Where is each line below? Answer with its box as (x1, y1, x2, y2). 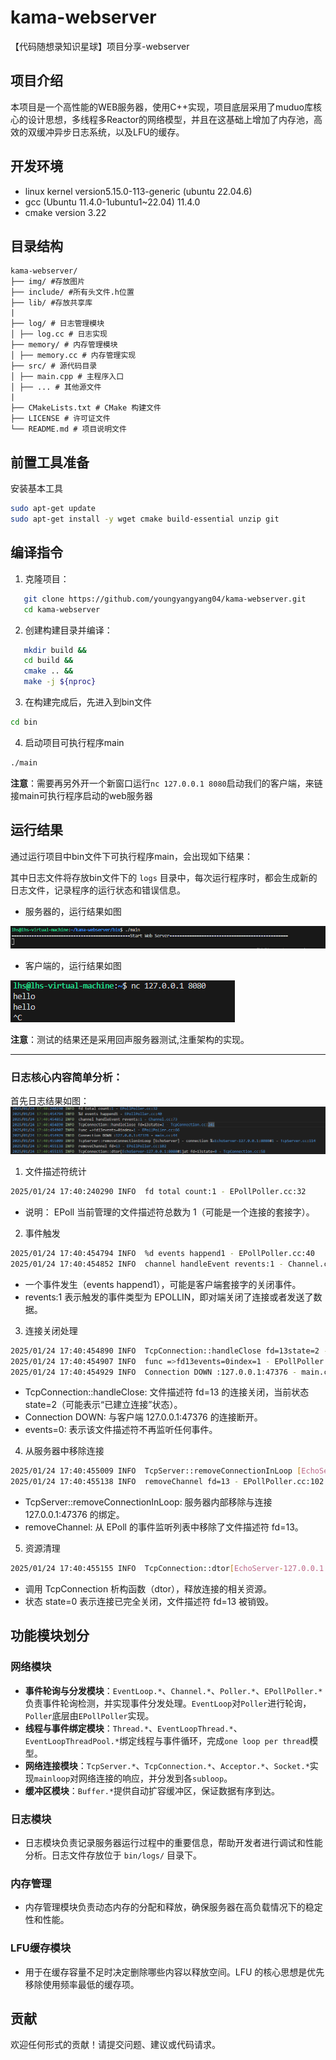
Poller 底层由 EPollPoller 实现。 (24, 1709, 155, 1721)
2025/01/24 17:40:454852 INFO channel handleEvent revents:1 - (10, 1259, 284, 1269)
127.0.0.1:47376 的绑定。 (24, 1509, 125, 1521)
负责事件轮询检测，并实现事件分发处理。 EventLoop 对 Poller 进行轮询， (24, 1697, 312, 1709)
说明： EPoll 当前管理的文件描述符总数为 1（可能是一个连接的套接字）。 (24, 1206, 315, 1218)
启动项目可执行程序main (24, 736, 125, 748)
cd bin (10, 717, 38, 727)
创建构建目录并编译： (24, 624, 113, 636)
